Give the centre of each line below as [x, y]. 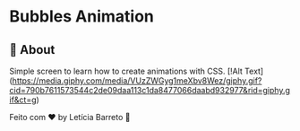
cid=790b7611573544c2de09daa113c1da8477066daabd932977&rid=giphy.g [150, 90]
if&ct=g [23, 100]
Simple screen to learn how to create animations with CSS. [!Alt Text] [137, 71]
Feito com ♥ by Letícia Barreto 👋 [70, 117]
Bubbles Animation [82, 17]
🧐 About [32, 50]
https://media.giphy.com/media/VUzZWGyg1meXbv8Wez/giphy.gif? [137, 81]
